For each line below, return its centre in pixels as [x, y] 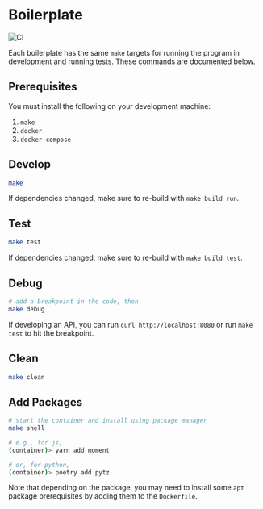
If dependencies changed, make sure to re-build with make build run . [124, 198]
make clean [27, 377]
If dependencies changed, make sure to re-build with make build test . [126, 258]
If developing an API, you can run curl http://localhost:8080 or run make [131, 324]
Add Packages [46, 402]
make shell [27, 428]
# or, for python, [39, 465]
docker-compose [46, 140]
